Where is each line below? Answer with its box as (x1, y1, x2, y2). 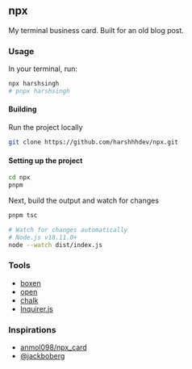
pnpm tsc (8, 211, 38, 219)
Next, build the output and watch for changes (8, 195, 160, 205)
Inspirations (8, 324, 56, 335)
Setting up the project (8, 155, 83, 166)
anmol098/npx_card (19, 342, 87, 352)
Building (8, 104, 37, 114)
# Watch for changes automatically (8, 225, 128, 234)
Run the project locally (8, 123, 83, 132)
